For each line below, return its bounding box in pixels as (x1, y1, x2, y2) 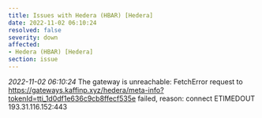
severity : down (8, 33, 58, 42)
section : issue (8, 56, 58, 64)
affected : (8, 41, 41, 49)
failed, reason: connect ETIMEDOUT (137, 94, 256, 103)
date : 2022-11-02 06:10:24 (8, 19, 97, 27)
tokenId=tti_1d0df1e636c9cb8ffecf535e (8, 94, 137, 103)
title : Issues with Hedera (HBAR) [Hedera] (8, 11, 154, 20)
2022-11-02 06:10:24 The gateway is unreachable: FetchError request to (8, 76, 243, 87)
